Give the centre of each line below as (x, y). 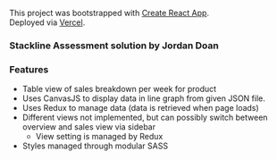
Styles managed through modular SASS (95, 146)
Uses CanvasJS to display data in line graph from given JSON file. (143, 98)
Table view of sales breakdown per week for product (119, 89)
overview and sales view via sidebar (89, 127)
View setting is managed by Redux (99, 137)
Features (29, 69)
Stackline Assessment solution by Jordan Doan (114, 46)
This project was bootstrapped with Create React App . (109, 13)
